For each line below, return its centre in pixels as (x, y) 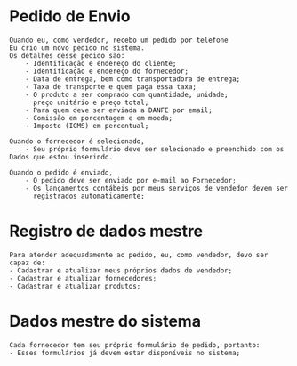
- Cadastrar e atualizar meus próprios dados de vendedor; (121, 270)
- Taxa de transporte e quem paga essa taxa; (111, 86)
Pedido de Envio (70, 16)
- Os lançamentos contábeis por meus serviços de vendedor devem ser (157, 188)
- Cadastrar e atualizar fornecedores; (83, 278)
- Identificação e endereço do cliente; (101, 63)
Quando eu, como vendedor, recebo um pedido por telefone (119, 40)
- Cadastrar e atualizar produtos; (75, 286)
